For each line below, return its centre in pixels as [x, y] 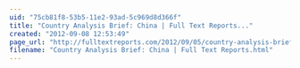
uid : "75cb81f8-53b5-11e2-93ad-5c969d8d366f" [95, 17]
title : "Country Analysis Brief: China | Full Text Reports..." [131, 26]
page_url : [28, 42]
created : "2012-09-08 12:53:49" [69, 34]
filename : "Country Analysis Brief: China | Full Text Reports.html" [142, 50]
